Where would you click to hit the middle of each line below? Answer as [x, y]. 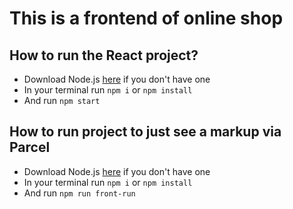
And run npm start [62, 100]
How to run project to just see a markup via [145, 132]
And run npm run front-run [79, 193]
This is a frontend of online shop [146, 18]
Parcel [30, 147]
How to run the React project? [104, 55]
